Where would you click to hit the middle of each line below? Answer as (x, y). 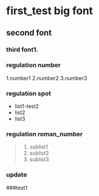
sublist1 (39, 147)
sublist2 (39, 153)
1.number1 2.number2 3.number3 (47, 78)
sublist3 (39, 159)
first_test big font (49, 11)
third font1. (22, 50)
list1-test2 (27, 106)
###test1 (17, 188)
